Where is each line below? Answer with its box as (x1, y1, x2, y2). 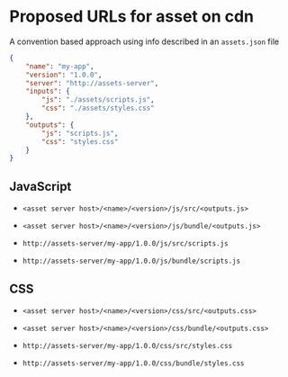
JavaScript (9, 178, 72, 194)
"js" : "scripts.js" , (41, 129, 119, 138)
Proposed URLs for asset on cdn (9, 6, 255, 27)
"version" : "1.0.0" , (25, 70, 103, 79)
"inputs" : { (25, 87, 70, 96)
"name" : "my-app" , (25, 61, 94, 71)
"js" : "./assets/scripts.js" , (41, 95, 155, 104)
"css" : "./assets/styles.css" (41, 103, 155, 113)
